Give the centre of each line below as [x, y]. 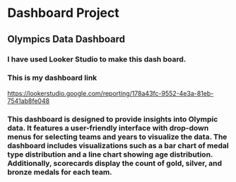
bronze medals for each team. [60, 172]
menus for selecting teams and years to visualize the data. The [117, 137]
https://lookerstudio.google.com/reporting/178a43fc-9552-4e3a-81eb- [111, 93]
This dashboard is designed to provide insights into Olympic [113, 119]
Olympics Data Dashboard [66, 39]
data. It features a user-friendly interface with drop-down [108, 128]
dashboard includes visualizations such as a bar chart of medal [118, 145]
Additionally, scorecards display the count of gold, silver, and [115, 163]
